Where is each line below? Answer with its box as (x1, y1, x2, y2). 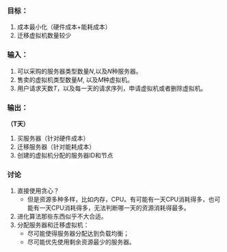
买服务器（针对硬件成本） (16, 134, 90, 142)
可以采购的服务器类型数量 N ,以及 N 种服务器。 (16, 67, 142, 75)
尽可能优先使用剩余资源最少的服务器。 (27, 238, 135, 247)
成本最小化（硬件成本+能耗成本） (16, 23, 111, 31)
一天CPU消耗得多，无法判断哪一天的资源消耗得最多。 (39, 204, 190, 212)
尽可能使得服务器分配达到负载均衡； (27, 229, 130, 238)
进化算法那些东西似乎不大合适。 (16, 212, 107, 221)
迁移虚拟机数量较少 (16, 31, 72, 40)
